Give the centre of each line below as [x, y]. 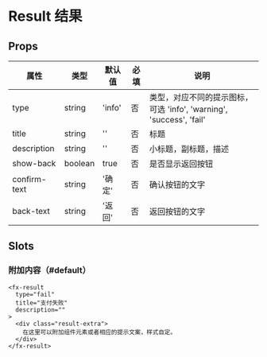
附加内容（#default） [50, 270]
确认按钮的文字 [178, 185]
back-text [31, 211]
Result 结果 [45, 16]
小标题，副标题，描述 [190, 149]
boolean [79, 163]
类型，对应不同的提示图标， [201, 97]
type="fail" [35, 294]
